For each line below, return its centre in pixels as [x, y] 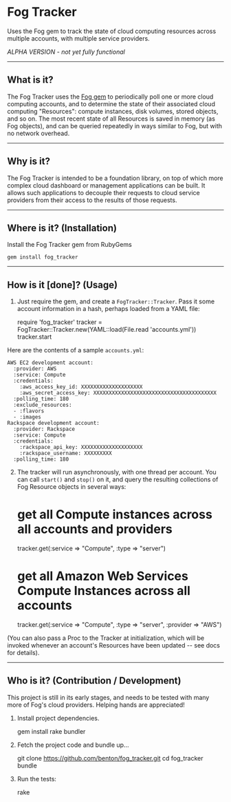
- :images [27, 417]
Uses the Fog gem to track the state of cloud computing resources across [112, 31]
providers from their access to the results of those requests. [92, 200]
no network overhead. [38, 133]
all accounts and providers [95, 529]
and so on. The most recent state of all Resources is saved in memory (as [111, 119]
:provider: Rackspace [44, 429]
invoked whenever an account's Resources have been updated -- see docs [113, 645]
